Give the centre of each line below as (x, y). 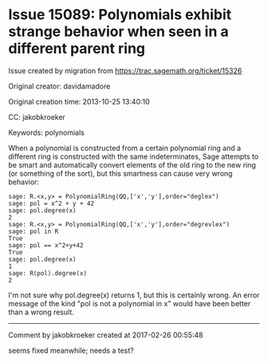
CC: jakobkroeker (37, 116)
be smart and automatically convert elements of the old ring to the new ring (132, 164)
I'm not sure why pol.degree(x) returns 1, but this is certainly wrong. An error (134, 295)
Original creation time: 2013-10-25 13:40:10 (79, 101)
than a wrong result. (41, 312)
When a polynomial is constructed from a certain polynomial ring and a (125, 148)
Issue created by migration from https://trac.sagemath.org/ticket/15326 (125, 70)
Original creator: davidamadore (59, 86)
